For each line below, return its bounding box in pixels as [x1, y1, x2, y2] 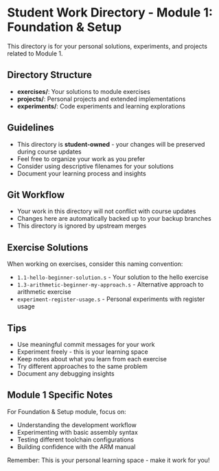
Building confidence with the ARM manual [16, 442, 136, 450]
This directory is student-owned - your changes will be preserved [16, 140, 205, 148]
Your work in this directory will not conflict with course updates [16, 207, 196, 215]
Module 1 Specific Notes [7, 389, 113, 401]
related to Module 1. [7, 49, 63, 58]
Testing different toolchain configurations [16, 435, 135, 444]
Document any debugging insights [16, 370, 115, 378]
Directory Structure [7, 69, 93, 81]
